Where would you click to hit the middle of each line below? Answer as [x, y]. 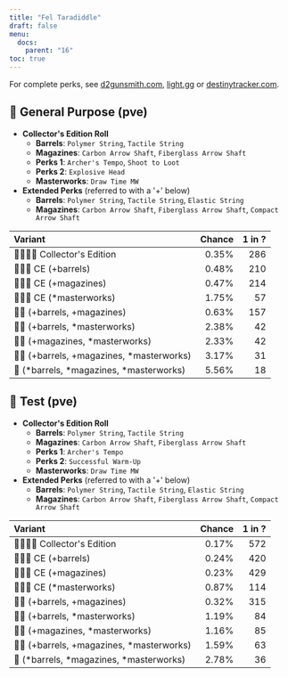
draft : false [33, 26]
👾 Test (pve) [43, 402]
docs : [28, 42]
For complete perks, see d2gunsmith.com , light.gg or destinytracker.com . [144, 84]
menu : [19, 34]
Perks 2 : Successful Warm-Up [88, 461]
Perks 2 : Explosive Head [80, 171]
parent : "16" [49, 51]
